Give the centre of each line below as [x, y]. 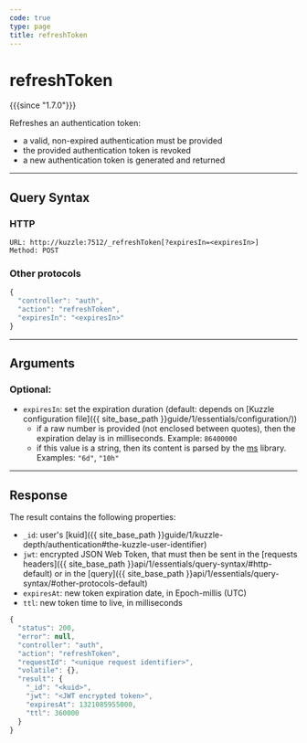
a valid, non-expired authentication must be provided [122, 141]
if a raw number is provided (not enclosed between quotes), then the [166, 429]
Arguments [42, 363]
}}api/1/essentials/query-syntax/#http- [200, 564]
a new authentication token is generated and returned [124, 160]
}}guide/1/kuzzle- [191, 535]
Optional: [31, 389]
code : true [30, 18]
